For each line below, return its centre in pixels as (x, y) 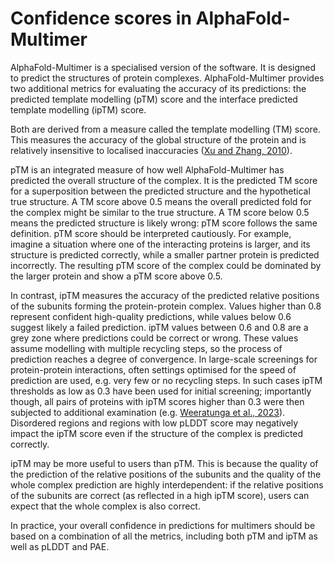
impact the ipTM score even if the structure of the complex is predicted (157, 433)
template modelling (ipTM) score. (78, 109)
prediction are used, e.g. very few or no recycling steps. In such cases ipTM (166, 380)
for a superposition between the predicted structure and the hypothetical (160, 191)
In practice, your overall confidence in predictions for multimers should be (163, 525)
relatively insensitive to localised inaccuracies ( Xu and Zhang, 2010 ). (151, 150)
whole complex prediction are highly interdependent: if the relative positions (167, 484)
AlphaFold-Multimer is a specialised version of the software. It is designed (163, 67)
